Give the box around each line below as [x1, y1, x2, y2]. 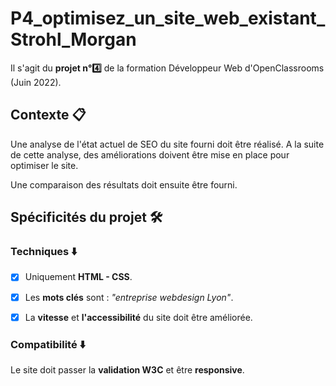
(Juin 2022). [10, 76, 62, 88]
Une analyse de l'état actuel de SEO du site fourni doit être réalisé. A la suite [10, 138, 325, 150]
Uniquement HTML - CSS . [24, 271, 133, 283]
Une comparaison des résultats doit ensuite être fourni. [10, 178, 238, 191]
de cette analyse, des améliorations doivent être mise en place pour [10, 148, 290, 161]
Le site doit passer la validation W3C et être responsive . [10, 363, 245, 376]
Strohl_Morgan [10, 28, 137, 51]
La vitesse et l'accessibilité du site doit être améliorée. [24, 311, 253, 323]
